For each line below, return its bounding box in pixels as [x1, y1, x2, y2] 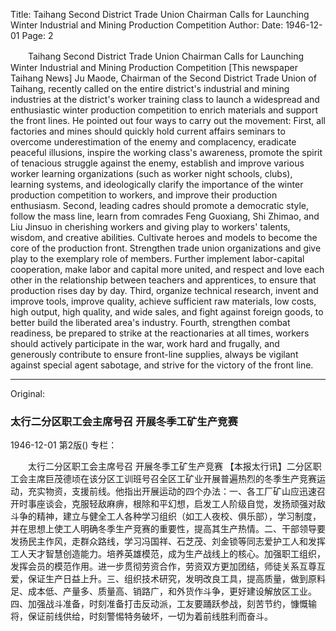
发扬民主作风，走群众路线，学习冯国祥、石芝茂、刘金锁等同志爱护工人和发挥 [10, 535, 326, 548]
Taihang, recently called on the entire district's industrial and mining [10, 83, 290, 94]
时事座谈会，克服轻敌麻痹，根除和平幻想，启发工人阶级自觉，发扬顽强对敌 [18, 498, 326, 510]
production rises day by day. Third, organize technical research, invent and [10, 285, 319, 296]
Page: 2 [21, 30, 54, 41]
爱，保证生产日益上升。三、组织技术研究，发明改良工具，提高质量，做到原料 [10, 573, 326, 585]
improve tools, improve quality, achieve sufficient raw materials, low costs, [10, 295, 317, 307]
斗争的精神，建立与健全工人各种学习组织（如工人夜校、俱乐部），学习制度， [10, 510, 322, 523]
